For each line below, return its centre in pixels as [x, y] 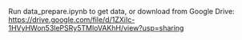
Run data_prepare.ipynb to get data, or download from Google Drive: [121, 11]
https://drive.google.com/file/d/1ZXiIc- [72, 20]
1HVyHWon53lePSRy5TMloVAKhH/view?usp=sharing [96, 28]
